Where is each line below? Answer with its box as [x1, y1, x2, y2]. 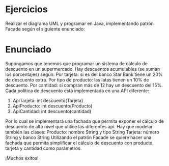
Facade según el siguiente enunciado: [5, 25, 85, 32]
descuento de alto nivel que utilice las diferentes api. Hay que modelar [5, 123, 153, 129]
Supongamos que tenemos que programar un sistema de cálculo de [5, 60, 148, 67]
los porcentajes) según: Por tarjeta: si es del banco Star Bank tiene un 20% [5, 71, 163, 77]
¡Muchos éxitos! [5, 155, 39, 161]
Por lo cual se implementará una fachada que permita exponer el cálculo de [5, 118, 164, 124]
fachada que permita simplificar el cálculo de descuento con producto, [5, 140, 154, 146]
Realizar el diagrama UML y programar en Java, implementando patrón [5, 20, 154, 26]
